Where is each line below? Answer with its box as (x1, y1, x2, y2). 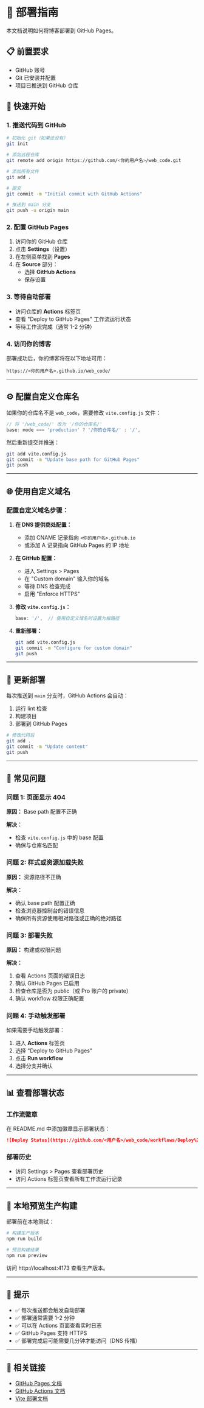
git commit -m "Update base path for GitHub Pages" (6, 456, 140, 463)
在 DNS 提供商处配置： (15, 521, 72, 528)
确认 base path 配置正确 (15, 899, 76, 906)
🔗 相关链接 (6, 1362, 46, 1373)
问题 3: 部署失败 (6, 931, 53, 940)
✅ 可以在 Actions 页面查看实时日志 (15, 1322, 102, 1329)
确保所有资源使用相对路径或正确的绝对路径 (15, 914, 122, 921)
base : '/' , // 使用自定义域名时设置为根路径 (15, 615, 120, 621)
